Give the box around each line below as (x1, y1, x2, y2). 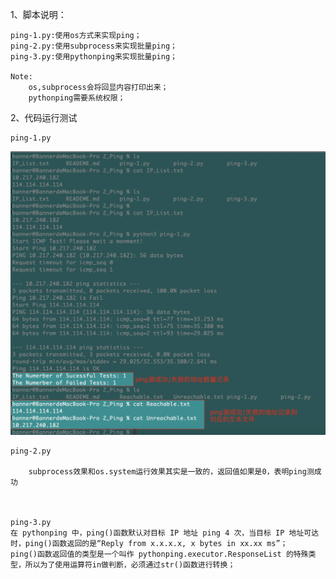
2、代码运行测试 (10, 112, 78, 123)
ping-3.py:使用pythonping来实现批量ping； (10, 52, 178, 62)
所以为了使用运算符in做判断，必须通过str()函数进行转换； (24, 560, 236, 570)
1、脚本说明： (10, 9, 67, 20)
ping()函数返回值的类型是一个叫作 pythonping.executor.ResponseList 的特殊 (10, 549, 309, 560)
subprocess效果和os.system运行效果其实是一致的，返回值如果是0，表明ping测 (28, 467, 315, 477)
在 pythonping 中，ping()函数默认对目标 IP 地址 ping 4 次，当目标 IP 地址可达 (10, 528, 320, 538)
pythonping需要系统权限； (28, 93, 126, 103)
